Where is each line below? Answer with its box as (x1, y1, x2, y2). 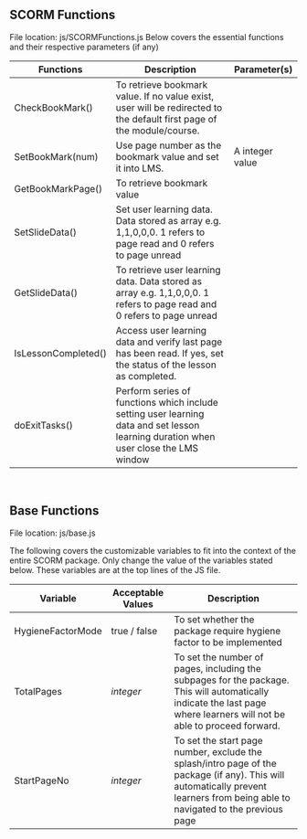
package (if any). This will (174, 768, 285, 781)
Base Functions (9, 503, 100, 519)
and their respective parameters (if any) (9, 41, 160, 52)
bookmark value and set (115, 150, 219, 163)
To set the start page (174, 734, 263, 747)
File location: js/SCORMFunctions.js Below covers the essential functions (9, 31, 285, 42)
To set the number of (174, 651, 264, 664)
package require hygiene (174, 624, 281, 637)
